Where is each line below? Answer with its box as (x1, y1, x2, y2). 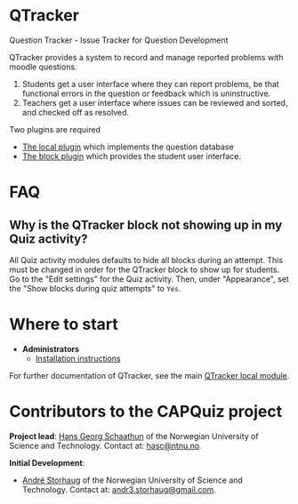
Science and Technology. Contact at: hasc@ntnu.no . (9, 440, 202, 451)
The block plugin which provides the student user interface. (21, 150, 242, 161)
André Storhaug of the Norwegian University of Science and (21, 475, 243, 485)
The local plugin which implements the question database (21, 141, 234, 152)
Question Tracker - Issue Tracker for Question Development (9, 35, 229, 45)
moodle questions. (9, 61, 77, 72)
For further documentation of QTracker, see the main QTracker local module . (9, 370, 290, 380)
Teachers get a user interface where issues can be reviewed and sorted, (21, 97, 288, 108)
